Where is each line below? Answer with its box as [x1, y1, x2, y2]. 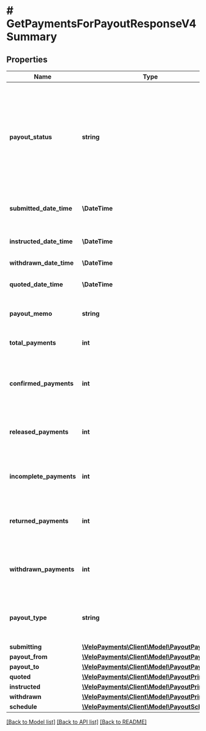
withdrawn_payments [9, 565, 75, 573]
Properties [6, 54, 48, 64]
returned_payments [9, 517, 69, 525]
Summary [6, 30, 57, 44]
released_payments [9, 428, 69, 436]
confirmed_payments [9, 379, 74, 388]
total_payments [9, 338, 56, 347]
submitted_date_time [9, 204, 72, 213]
